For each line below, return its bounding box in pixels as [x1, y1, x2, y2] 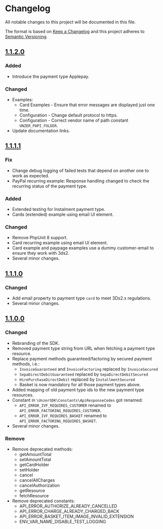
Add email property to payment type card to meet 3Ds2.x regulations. [12, 295, 152, 301]
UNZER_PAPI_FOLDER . [19, 122, 58, 128]
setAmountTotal [19, 456, 51, 462]
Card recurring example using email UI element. [12, 240, 108, 246]
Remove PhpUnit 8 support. [12, 235, 68, 241]
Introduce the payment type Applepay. [12, 74, 90, 79]
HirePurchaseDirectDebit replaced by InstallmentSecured [19, 376, 135, 382]
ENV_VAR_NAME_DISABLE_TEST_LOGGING [19, 518, 106, 524]
